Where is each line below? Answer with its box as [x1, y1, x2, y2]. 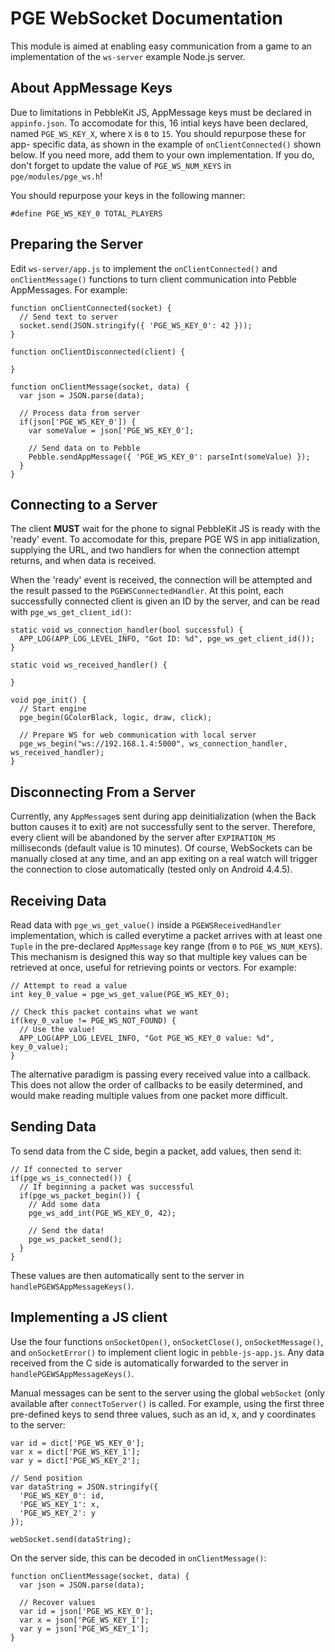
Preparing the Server [10, 236, 144, 253]
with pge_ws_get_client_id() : [10, 606, 132, 618]
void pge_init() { [10, 695, 87, 706]
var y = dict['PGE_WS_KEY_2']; [10, 1455, 141, 1466]
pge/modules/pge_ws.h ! [10, 170, 103, 182]
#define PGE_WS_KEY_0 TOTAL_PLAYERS [10, 208, 163, 219]
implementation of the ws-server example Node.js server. [10, 50, 246, 62]
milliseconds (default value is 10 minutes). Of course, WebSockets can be [10, 842, 313, 854]
